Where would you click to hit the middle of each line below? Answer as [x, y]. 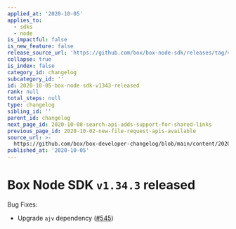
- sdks [23, 27]
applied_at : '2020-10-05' [45, 14]
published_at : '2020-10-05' [48, 151]
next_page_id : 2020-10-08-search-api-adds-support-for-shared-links [110, 124]
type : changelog [31, 105]
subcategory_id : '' [36, 79]
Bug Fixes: [22, 204]
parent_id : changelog [39, 118]
